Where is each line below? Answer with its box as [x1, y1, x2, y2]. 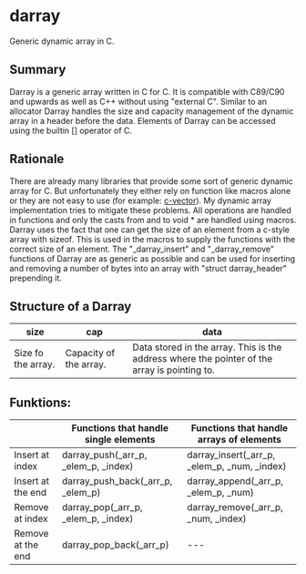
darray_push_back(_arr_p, [62, 475, 173, 487]
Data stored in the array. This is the [132, 341, 282, 354]
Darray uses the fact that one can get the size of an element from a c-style [9, 224, 290, 235]
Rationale [9, 151, 65, 167]
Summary [9, 62, 66, 77]
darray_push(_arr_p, [62, 448, 148, 461]
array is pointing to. [132, 364, 216, 376]
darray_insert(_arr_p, [186, 448, 276, 461]
